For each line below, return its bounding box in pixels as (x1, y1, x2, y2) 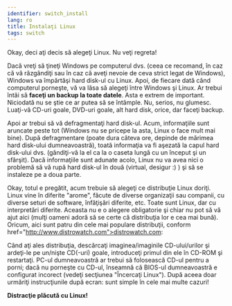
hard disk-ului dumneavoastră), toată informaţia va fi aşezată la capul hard (7, 141, 220, 149)
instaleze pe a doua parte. (7, 171, 82, 179)
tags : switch (7, 29, 45, 37)
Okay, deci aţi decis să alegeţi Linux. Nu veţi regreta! (7, 48, 157, 57)
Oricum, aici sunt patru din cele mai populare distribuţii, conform (7, 220, 191, 229)
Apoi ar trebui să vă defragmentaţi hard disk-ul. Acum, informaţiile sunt (7, 119, 210, 128)
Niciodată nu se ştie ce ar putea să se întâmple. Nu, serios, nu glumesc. (7, 98, 212, 107)
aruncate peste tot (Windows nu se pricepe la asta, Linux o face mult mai (7, 126, 216, 135)
